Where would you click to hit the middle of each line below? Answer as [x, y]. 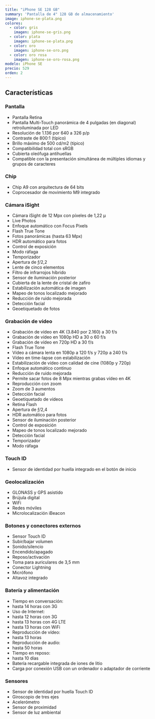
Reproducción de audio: [36, 642]
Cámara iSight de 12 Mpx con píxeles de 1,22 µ [59, 215]
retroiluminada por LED [35, 128]
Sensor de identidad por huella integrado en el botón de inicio [74, 469]
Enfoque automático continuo [42, 368]
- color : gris [24, 28]
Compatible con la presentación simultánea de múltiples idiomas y [79, 158]
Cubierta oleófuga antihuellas [42, 154]
